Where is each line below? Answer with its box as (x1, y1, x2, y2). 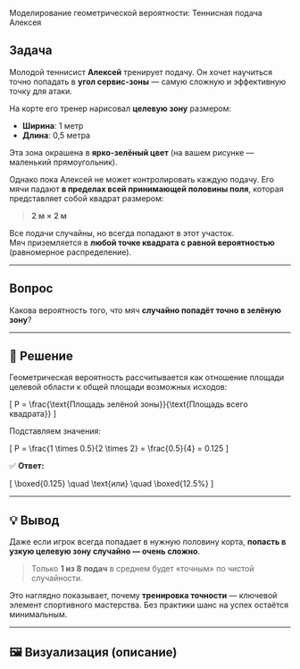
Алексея (9, 17, 42, 28)
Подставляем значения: (9, 426, 101, 436)
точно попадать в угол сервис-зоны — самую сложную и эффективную (9, 76, 287, 87)
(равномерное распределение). (9, 246, 132, 258)
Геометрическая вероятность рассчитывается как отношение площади (9, 372, 284, 383)
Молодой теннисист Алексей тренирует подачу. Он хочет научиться (9, 66, 273, 77)
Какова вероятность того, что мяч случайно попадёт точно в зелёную (9, 304, 281, 316)
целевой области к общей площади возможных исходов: (9, 382, 228, 393)
